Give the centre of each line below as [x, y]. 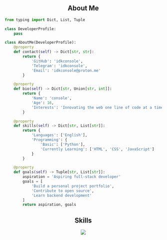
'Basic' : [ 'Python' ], [63, 144]
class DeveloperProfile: [30, 29]
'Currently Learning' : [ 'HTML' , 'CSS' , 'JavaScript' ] [97, 149]
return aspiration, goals [50, 205]
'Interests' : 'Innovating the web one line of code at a [92, 107]
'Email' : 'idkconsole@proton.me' [66, 70]
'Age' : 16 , [43, 103]
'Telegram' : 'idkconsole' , [59, 66]
